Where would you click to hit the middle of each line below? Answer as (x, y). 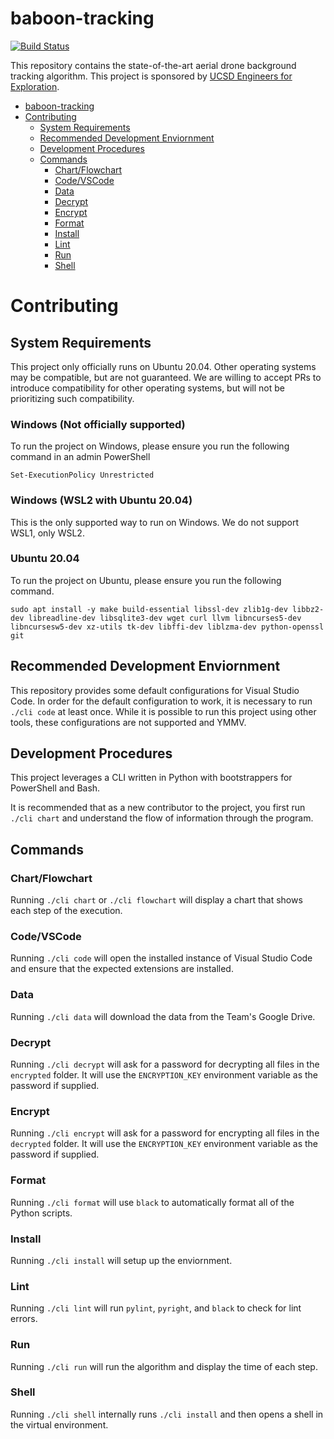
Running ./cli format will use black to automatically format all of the (152, 1202)
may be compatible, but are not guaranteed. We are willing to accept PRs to (166, 377)
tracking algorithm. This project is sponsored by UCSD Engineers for (151, 76)
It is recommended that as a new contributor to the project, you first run (158, 808)
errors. (24, 1319)
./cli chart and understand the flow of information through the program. (162, 818)
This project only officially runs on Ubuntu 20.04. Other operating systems (163, 366)
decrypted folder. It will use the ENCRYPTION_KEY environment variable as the (164, 1144)
